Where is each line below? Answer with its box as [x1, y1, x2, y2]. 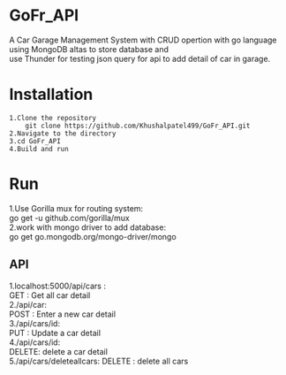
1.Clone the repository [9, 113, 97, 122]
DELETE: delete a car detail [9, 346, 109, 356]
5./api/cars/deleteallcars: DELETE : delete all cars [9, 356, 189, 366]
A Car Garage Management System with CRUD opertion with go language [9, 34, 277, 45]
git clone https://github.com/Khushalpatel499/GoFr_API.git [25, 121, 251, 130]
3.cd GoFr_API [9, 136, 62, 146]
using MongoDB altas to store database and [9, 43, 169, 54]
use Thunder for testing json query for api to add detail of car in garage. [9, 53, 271, 64]
